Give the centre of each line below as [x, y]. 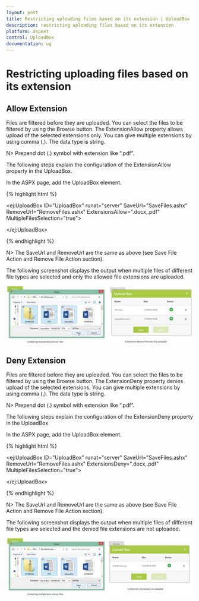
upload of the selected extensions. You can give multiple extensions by [93, 388]
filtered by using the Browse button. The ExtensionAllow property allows [94, 129]
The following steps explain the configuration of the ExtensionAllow [89, 165]
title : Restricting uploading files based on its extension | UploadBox [98, 19]
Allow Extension [37, 108]
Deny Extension [36, 360]
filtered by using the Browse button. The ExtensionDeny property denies [95, 381]
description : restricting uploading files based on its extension [90, 25]
